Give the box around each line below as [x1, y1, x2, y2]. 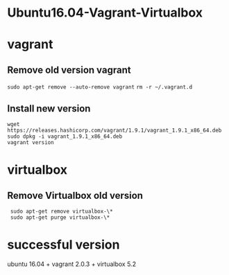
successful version [7, 237, 120, 253]
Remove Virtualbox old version [7, 189, 144, 202]
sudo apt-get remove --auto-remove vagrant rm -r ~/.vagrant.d [7, 84, 193, 91]
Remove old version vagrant [7, 64, 131, 76]
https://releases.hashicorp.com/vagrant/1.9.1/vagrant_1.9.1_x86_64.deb [7, 127, 222, 134]
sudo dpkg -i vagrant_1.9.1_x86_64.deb [7, 133, 123, 140]
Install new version [7, 103, 91, 114]
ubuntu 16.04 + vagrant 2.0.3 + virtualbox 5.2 [7, 260, 137, 268]
